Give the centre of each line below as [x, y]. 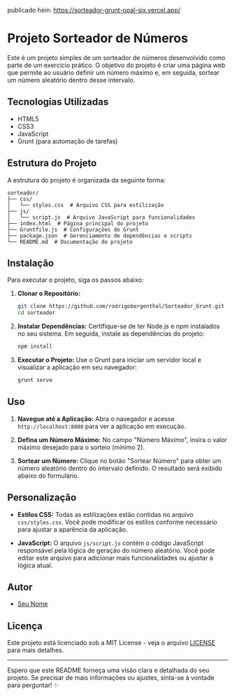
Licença [25, 626]
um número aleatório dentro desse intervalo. [71, 80]
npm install [35, 347]
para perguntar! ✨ [33, 686]
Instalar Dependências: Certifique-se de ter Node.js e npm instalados [119, 326]
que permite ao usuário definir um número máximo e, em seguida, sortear [114, 72]
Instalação [31, 263]
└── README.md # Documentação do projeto [70, 242]
